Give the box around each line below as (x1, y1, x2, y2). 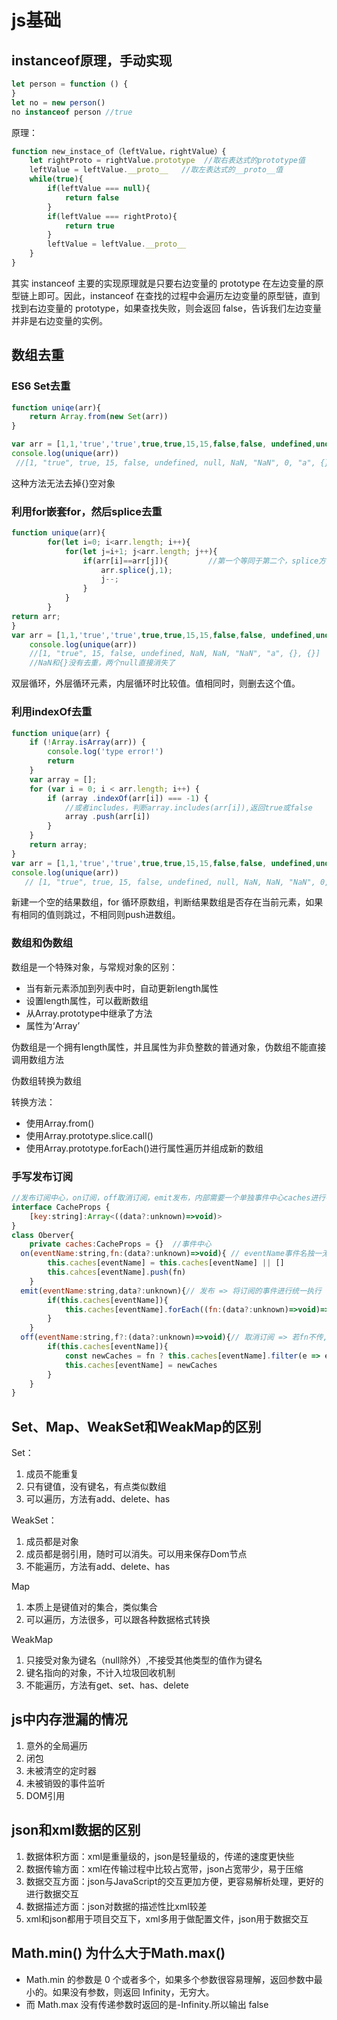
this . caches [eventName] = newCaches (64, 1360, 218, 1370)
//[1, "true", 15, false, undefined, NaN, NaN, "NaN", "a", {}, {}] (29, 649, 321, 659)
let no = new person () (11, 97, 106, 108)
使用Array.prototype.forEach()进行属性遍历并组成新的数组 (25, 1142, 264, 1154)
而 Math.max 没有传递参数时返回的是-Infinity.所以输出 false (25, 1998, 269, 2010)
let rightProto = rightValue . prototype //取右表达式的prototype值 (29, 156, 306, 166)
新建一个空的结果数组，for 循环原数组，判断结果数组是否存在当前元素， (11, 896, 306, 908)
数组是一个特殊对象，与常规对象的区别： (11, 961, 178, 973)
